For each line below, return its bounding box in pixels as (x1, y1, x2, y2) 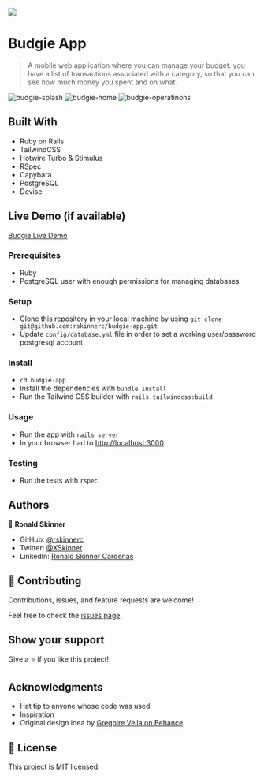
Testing (8, 457, 38, 468)
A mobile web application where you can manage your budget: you (27, 60, 246, 70)
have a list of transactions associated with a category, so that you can (27, 69, 255, 78)
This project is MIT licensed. (8, 762, 100, 772)
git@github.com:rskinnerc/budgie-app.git (19, 322, 158, 330)
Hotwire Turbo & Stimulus (19, 153, 103, 162)
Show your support (8, 633, 105, 647)
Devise (19, 186, 43, 196)
